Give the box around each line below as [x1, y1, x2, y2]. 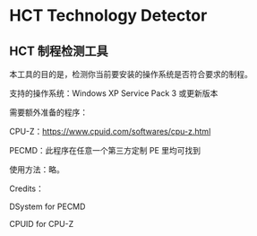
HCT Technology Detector [9, 5, 208, 26]
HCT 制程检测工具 [9, 43, 109, 58]
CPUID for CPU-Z [9, 219, 74, 229]
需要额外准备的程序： [9, 107, 88, 118]
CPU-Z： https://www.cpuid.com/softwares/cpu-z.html [9, 127, 211, 136]
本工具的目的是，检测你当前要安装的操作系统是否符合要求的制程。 [9, 69, 253, 79]
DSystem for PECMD [9, 201, 86, 212]
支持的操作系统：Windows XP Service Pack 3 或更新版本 [9, 88, 218, 99]
